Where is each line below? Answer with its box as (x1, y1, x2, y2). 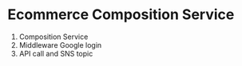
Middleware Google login (18, 40, 102, 49)
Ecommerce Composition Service (7, 6, 235, 24)
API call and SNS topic (18, 49, 93, 58)
